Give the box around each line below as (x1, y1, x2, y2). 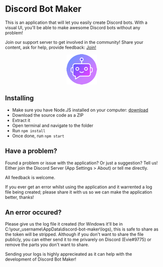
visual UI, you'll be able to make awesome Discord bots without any (5, 24, 141, 30)
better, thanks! (5, 194, 34, 200)
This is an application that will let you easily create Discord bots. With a (5, 19, 147, 25)
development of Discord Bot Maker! (5, 256, 76, 262)
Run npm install (12, 127, 46, 133)
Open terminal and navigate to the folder (12, 123, 93, 128)
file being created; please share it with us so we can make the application (5, 189, 152, 195)
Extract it (12, 117, 31, 123)
